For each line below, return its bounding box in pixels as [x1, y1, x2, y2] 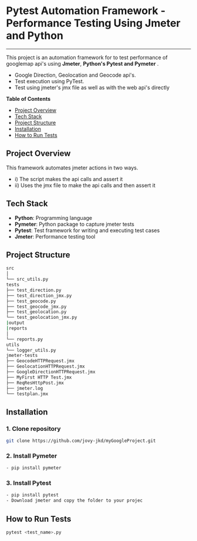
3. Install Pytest [6, 479, 52, 487]
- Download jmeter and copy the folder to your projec [6, 498, 143, 503]
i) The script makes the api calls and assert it [14, 175, 123, 182]
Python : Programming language [14, 214, 93, 221]
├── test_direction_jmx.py [6, 292, 72, 298]
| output [6, 320, 25, 326]
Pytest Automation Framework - [6, 4, 166, 18]
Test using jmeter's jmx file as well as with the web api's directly [14, 84, 170, 91]
